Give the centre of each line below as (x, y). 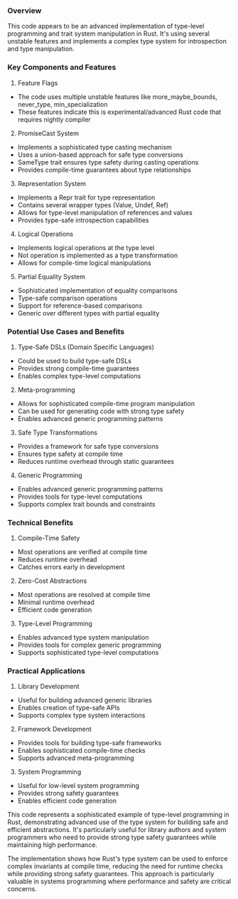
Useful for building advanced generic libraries (85, 700)
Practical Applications (46, 671)
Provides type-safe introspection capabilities (83, 220)
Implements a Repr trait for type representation (86, 197)
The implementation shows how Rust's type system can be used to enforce (118, 859)
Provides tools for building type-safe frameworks (90, 743)
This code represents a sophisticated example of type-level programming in (118, 815)
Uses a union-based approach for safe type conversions (100, 155)
